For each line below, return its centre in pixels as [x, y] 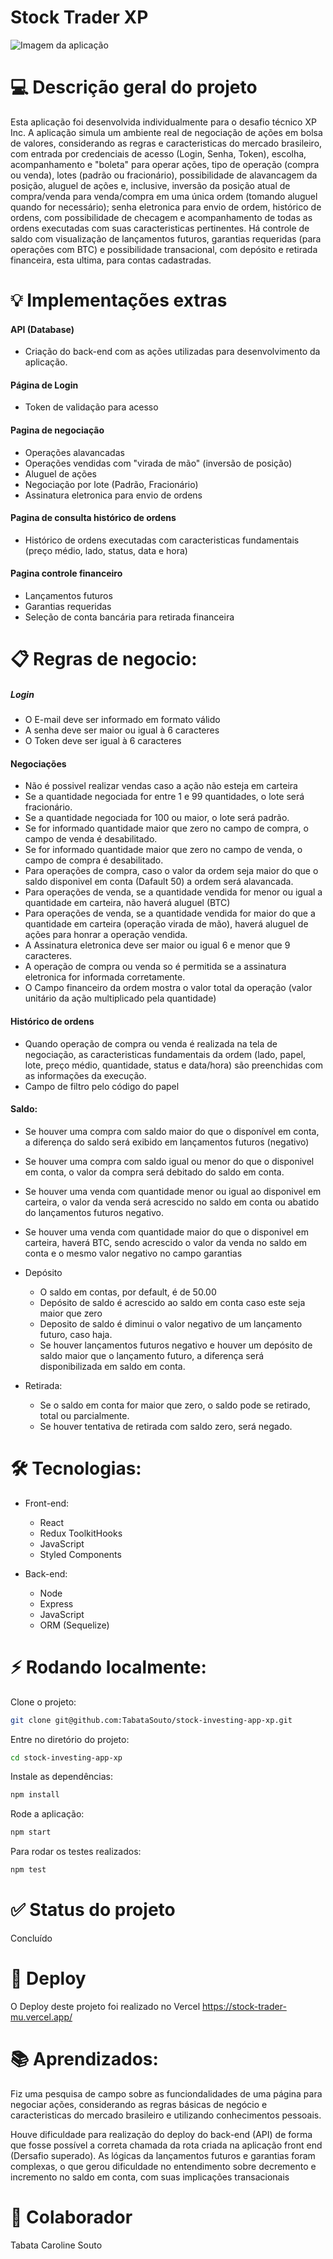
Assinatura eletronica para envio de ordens [113, 495]
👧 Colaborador [71, 2217]
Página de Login [44, 385]
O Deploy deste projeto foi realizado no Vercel [105, 2006]
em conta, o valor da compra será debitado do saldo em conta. [154, 1172]
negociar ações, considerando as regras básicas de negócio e [139, 2104]
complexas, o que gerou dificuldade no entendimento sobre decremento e [163, 2166]
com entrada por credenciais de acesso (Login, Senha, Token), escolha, [158, 153]
